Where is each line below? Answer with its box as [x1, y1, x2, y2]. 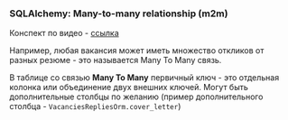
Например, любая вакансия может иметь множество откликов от [9, 45, 265, 56]
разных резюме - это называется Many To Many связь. [9, 55, 222, 66]
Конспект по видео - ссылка [9, 28, 119, 39]
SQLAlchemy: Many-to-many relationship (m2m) [9, 7, 228, 20]
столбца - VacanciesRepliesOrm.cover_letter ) [9, 101, 181, 112]
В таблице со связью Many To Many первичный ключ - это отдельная [9, 72, 280, 83]
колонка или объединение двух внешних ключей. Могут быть [9, 82, 248, 93]
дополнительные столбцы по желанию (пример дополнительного [9, 91, 264, 102]
